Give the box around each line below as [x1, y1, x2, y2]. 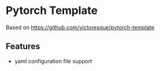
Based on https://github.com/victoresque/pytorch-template [5, 24, 155, 31]
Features [5, 41, 40, 52]
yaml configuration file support [14, 57, 93, 64]
